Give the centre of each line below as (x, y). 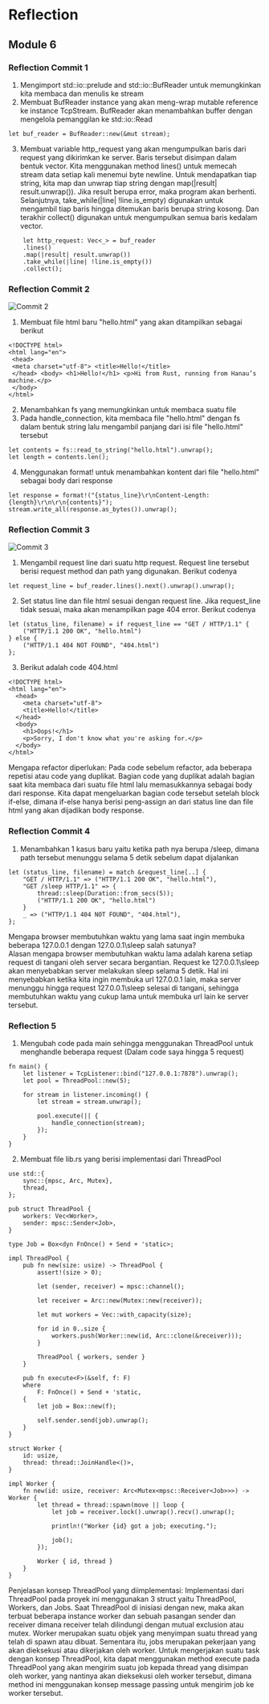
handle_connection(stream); (98, 1123)
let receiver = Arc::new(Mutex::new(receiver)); (120, 1301)
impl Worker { (32, 1484)
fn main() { (28, 1067)
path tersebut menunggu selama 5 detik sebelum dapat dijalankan (129, 857)
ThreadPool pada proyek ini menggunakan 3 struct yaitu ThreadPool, (122, 1599)
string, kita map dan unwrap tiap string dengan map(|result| (118, 183)
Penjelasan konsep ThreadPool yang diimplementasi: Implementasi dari (126, 1590)
